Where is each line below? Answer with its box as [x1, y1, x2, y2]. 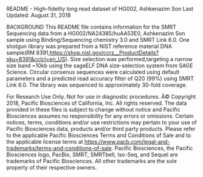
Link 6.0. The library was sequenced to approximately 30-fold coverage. [6, 81, 187, 88]
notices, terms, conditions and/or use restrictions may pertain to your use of [6, 119, 198, 126]
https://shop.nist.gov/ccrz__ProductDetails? [49, 49, 159, 56]
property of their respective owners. [6, 164, 97, 171]
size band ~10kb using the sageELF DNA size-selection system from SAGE [6, 62, 193, 69]
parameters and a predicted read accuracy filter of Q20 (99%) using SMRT [6, 75, 194, 82]
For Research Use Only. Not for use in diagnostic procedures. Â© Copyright [6, 93, 196, 100]
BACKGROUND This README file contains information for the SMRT [6, 24, 177, 30]
